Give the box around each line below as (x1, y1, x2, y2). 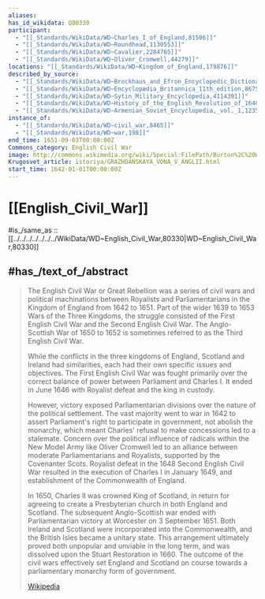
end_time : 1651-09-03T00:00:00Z (8, 136, 114, 144)
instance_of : (8, 114, 51, 122)
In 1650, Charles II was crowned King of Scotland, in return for (27, 490, 230, 500)
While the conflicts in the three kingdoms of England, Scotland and (27, 352, 244, 361)
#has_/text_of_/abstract (8, 265, 129, 278)
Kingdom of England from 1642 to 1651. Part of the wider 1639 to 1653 (27, 303, 255, 312)
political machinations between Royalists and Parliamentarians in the (27, 294, 251, 303)
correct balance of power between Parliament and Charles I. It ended (27, 376, 253, 386)
